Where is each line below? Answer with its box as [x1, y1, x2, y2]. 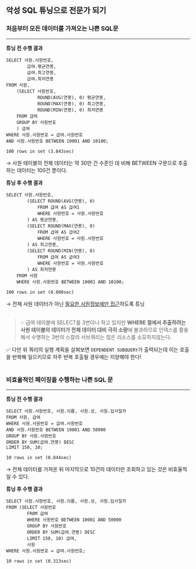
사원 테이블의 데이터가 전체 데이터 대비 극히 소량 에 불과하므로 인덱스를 [20, 326, 178, 333]
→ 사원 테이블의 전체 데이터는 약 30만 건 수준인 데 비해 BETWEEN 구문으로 [6, 159, 177, 166]
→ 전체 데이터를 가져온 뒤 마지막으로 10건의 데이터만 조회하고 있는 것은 [6, 465, 167, 472]
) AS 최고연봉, [27, 242, 59, 248]
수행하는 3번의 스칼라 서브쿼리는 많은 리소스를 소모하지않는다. [31, 333, 172, 341]
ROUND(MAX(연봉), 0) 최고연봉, [37, 101, 106, 107]
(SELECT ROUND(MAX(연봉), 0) [27, 223, 95, 229]
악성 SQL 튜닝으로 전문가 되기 [6, 5, 107, 16]
